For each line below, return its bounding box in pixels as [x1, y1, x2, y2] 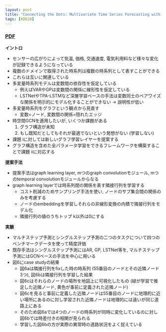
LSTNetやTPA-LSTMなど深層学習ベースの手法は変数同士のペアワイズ [19, 92, 161, 98]
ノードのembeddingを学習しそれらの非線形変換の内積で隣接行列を [19, 201, 156, 207]
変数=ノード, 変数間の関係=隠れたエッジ [19, 111, 103, 117]
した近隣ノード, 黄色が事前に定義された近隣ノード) [24, 284, 128, 290]
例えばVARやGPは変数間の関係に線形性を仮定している [19, 86, 130, 92]
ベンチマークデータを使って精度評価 [12, 241, 87, 247]
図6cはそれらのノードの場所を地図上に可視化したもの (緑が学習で [19, 278, 154, 284]
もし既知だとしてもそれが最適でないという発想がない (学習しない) [19, 130, 155, 136]
